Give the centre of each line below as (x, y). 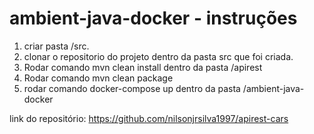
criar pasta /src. (56, 46)
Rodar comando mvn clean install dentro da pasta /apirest (143, 67)
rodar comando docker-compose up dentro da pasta (132, 88)
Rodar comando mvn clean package (98, 78)
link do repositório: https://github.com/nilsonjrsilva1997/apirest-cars (149, 118)
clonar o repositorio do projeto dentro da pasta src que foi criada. (158, 56)
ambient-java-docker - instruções (153, 18)
